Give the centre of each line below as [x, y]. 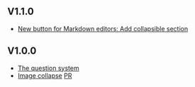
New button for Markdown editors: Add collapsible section [103, 28]
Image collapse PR [45, 75]
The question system [48, 68]
